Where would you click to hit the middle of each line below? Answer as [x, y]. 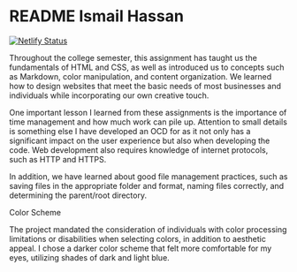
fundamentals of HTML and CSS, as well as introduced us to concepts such [147, 67]
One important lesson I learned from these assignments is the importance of [148, 112]
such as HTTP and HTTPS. [58, 159]
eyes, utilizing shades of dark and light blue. [89, 257]
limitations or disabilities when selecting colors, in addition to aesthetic [138, 238]
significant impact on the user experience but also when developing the [140, 140]
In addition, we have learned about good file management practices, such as [149, 176]
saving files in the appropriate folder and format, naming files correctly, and [147, 185]
